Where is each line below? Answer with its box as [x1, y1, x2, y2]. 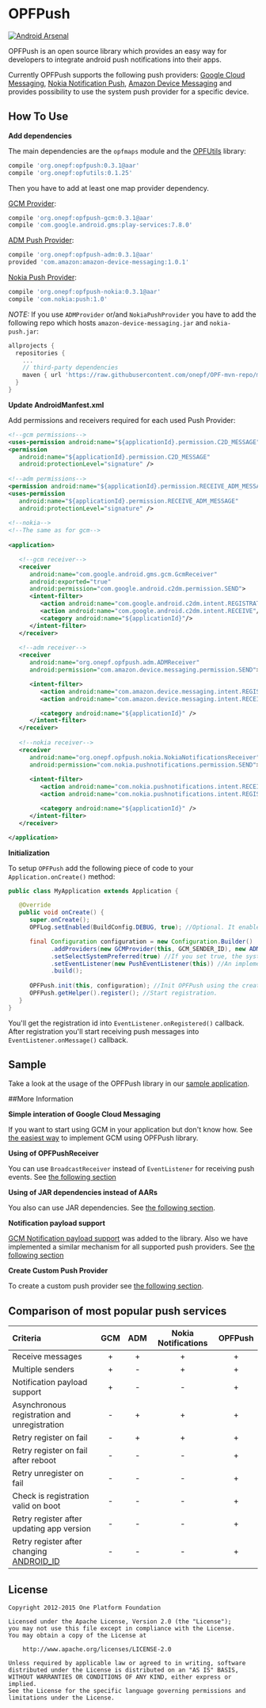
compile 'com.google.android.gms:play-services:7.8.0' [8, 221, 193, 230]
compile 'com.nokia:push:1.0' [8, 295, 108, 303]
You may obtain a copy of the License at [8, 1632, 147, 1640]
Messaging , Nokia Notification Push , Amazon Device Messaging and [8, 78, 232, 88]
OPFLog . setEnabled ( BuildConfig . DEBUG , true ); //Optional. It [28, 923, 236, 931]
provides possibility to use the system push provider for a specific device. [8, 86, 249, 96]
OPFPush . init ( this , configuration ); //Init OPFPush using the [28, 982, 239, 990]
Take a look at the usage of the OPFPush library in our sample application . [8, 1078, 250, 1089]
